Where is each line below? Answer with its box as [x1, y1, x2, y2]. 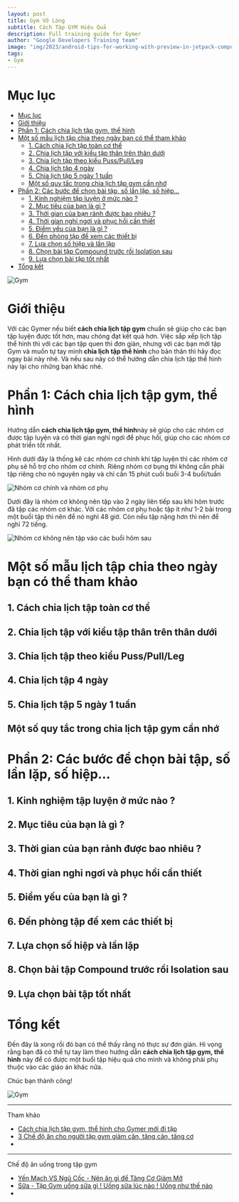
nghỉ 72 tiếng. [7, 520, 48, 528]
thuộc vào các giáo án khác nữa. [7, 1063, 103, 1071]
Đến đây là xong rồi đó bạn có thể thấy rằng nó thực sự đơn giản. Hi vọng [7, 1040, 223, 1048]
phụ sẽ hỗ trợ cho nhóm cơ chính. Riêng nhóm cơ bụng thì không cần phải [7, 462, 225, 470]
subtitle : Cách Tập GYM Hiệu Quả [7, 23, 107, 31]
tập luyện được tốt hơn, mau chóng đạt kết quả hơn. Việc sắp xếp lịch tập [7, 331, 222, 340]
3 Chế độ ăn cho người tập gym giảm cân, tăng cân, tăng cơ [17, 1132, 194, 1140]
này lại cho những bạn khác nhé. [7, 362, 103, 371]
